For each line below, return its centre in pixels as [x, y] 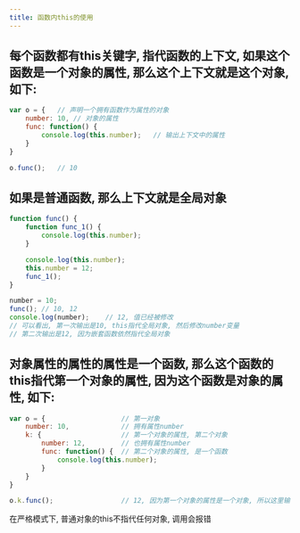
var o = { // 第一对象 [85, 418]
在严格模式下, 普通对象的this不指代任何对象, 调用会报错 [110, 519]
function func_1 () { [63, 227]
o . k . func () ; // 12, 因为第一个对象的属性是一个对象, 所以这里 [146, 501]
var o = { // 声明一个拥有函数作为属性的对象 [89, 111]
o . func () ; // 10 [43, 168]
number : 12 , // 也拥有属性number [116, 443]
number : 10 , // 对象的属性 [72, 119]
